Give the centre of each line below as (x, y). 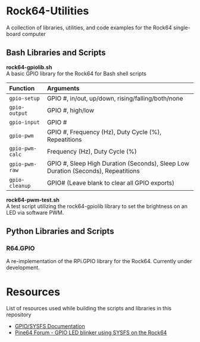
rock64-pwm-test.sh (33, 200)
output (18, 113)
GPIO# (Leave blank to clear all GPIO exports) (110, 182)
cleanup (20, 186)
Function (22, 88)
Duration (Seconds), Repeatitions (93, 170)
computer (34, 33)
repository (19, 314)
